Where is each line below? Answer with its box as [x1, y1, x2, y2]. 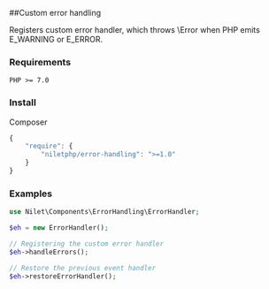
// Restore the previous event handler [9, 263, 157, 272]
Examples [9, 187, 53, 200]
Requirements [9, 56, 72, 68]
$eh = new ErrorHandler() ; [9, 224, 109, 232]
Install [9, 96, 37, 109]
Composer [9, 117, 48, 127]
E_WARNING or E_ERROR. [9, 34, 104, 44]
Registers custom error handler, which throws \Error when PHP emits [9, 25, 261, 34]
